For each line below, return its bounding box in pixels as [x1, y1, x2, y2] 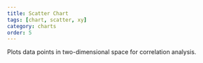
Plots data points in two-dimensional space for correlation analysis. [7, 48, 197, 56]
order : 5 [7, 29, 32, 36]
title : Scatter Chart [7, 10, 69, 17]
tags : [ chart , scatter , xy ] [7, 16, 87, 23]
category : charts [7, 23, 57, 29]
